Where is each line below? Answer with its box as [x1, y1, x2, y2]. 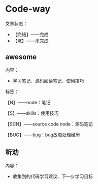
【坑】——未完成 [12, 38, 49, 44]
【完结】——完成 [12, 31, 49, 37]
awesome [5, 53, 37, 62]
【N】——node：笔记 [5, 99, 51, 105]
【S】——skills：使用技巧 [5, 110, 59, 116]
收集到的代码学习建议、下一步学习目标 [12, 173, 93, 179]
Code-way [5, 3, 51, 15]
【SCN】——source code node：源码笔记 [5, 120, 93, 127]
